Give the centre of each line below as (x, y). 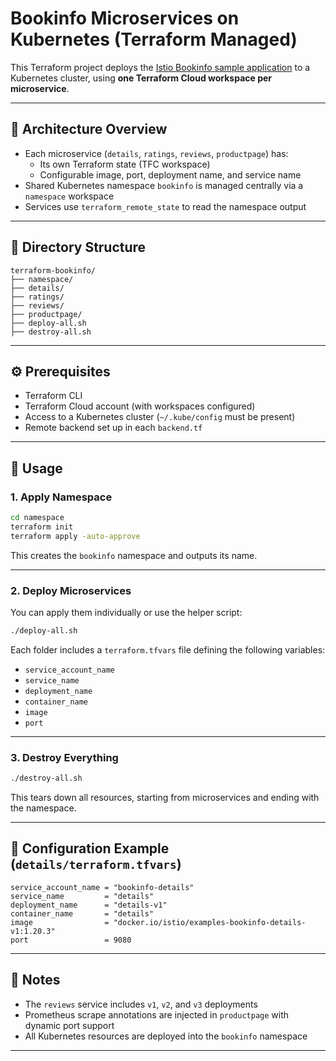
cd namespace (37, 518)
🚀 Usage (36, 468)
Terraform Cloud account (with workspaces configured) (140, 406)
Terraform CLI (53, 396)
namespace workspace (69, 196)
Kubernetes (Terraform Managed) (154, 39)
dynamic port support (69, 1025)
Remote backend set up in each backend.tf (113, 428)
